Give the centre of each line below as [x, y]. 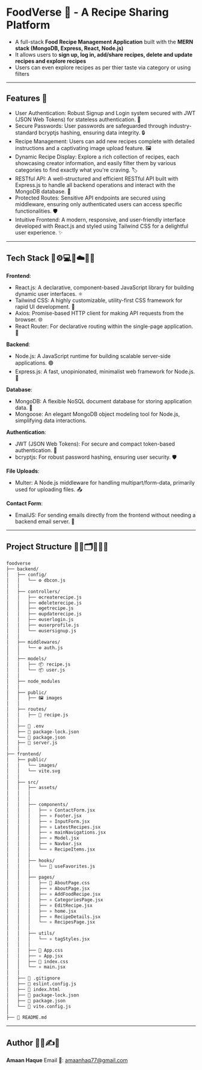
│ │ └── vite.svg [33, 771]
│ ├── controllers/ [33, 591]
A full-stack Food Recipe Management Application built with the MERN [104, 42]
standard [26, 133]
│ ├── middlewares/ [33, 642]
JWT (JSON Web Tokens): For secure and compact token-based [95, 444]
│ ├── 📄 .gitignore [33, 978]
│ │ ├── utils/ [31, 934]
